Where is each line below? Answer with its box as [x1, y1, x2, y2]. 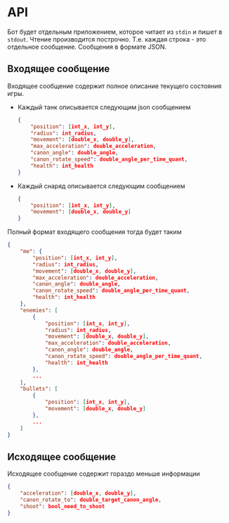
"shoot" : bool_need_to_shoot [20, 503, 105, 510]
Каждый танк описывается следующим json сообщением [17, 103, 191, 111]
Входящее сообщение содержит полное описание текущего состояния [7, 82, 222, 90]
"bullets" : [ [20, 386, 58, 393]
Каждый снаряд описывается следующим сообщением [17, 181, 185, 190]
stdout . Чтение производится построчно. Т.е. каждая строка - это [7, 35, 207, 43]
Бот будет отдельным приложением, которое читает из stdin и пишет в [7, 27, 223, 36]
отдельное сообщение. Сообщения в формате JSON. [7, 42, 167, 51]
